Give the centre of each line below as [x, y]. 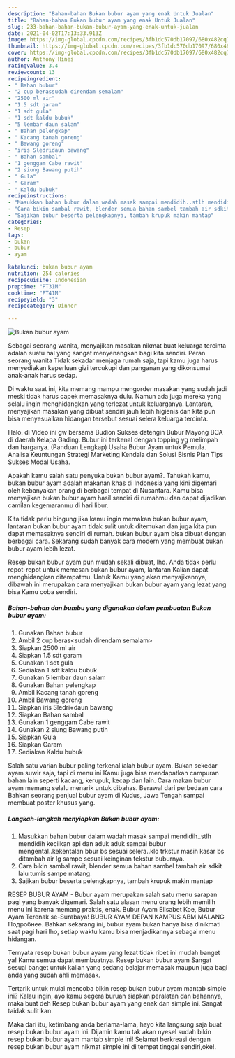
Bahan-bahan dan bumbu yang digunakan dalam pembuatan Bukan [109, 608]
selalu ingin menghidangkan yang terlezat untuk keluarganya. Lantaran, [111, 404]
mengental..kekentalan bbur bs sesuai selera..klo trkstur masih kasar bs [121, 852]
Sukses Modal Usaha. [39, 462]
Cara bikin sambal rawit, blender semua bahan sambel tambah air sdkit [120, 866]
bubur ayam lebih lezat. [41, 549]
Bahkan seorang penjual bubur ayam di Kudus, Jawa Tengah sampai [106, 796]
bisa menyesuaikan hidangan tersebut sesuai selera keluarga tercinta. [108, 419]
